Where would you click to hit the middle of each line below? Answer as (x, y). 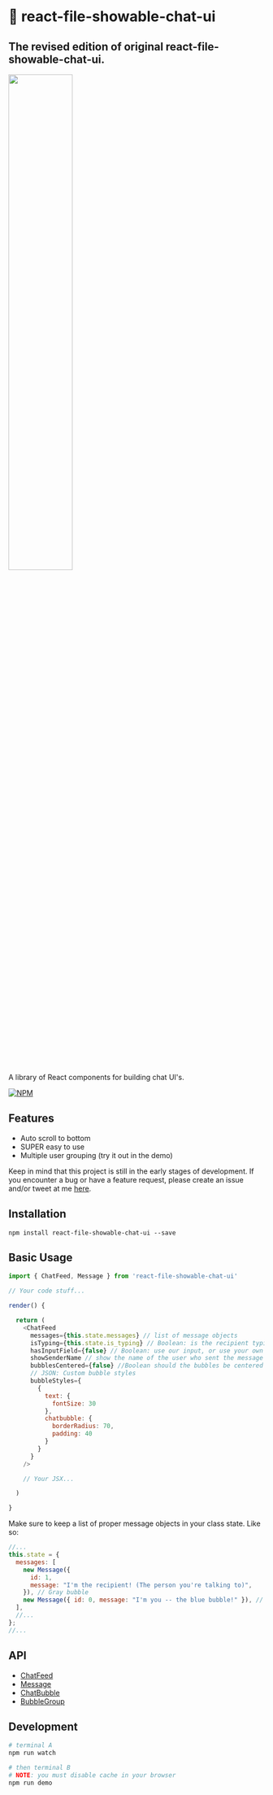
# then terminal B (39, 1768)
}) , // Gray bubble (56, 1592)
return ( (30, 1321)
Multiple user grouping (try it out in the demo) (96, 1155)
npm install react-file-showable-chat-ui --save (92, 1233)
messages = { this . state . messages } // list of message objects (134, 1335)
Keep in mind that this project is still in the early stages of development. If (131, 1171)
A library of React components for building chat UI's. (96, 1077)
